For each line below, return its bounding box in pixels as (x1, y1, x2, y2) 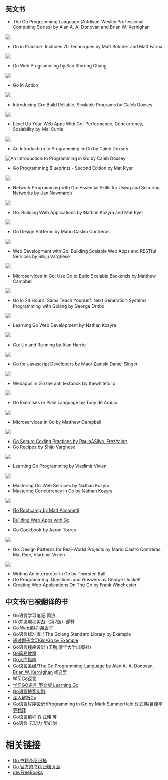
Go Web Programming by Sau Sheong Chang (12, 62, 107, 69)
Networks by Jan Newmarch (12, 190, 72, 196)
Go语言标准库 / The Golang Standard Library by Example (12, 631, 131, 637)
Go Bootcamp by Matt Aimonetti (12, 507, 80, 513)
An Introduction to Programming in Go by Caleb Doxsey (12, 145, 129, 151)
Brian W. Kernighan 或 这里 (12, 669, 67, 675)
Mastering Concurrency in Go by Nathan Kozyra (12, 488, 113, 494)
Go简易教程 (12, 650, 37, 656)
